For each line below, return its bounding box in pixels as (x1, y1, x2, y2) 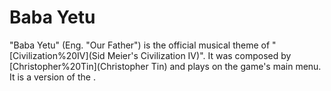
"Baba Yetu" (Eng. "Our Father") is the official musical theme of (9, 39, 271, 51)
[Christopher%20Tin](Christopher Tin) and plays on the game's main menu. (9, 60, 322, 72)
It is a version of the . (9, 71, 96, 83)
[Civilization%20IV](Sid (9, 49, 106, 61)
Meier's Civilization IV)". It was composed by (107, 49, 292, 61)
